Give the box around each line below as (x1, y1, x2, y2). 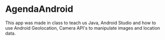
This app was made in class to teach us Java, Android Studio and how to (5, 20, 156, 26)
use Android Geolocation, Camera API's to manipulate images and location (5, 25, 160, 31)
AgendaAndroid (5, 3, 74, 15)
